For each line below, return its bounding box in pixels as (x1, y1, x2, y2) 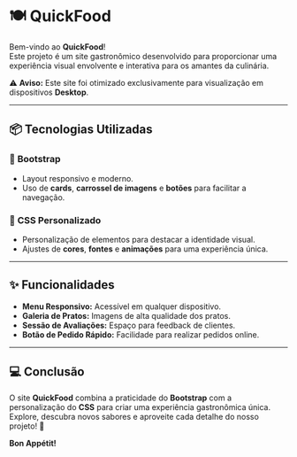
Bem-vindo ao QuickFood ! (9, 41, 106, 52)
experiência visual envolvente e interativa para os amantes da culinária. (9, 60, 270, 71)
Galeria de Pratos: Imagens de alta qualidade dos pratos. (21, 310, 232, 321)
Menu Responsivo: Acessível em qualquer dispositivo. (21, 301, 222, 312)
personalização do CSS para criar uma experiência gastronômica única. (9, 401, 271, 412)
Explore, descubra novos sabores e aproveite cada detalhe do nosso (9, 411, 259, 422)
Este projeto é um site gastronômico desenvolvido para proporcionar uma (9, 50, 278, 61)
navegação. (21, 191, 65, 203)
